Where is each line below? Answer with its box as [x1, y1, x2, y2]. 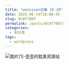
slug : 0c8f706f [5, 16, 36, 21]
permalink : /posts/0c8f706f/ [5, 21, 65, 26]
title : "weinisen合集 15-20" [5, 7, 63, 12]
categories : [5, 26, 29, 31]
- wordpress [9, 39, 34, 44]
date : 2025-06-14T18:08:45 [5, 12, 60, 17]
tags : [5, 35, 16, 40]
